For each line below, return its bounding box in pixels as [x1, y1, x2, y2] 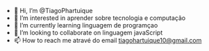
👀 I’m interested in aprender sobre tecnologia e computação [13, 14, 186, 22]
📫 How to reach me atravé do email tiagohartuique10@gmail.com [13, 37, 202, 44]
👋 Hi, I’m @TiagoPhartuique [13, 7, 93, 14]
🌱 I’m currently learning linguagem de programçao [13, 21, 158, 29]
